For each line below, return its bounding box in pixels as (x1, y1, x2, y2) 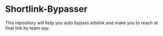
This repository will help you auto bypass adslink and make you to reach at (5, 20, 158, 26)
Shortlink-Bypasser (5, 3, 88, 15)
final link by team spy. (5, 25, 50, 31)
